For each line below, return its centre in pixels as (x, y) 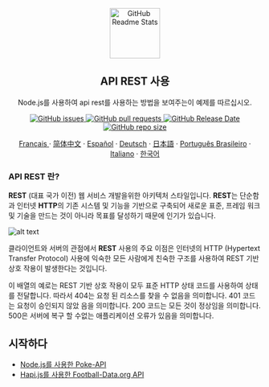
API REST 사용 (135, 82)
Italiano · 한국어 (135, 154)
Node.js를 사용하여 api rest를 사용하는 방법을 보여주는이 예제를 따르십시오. (135, 102)
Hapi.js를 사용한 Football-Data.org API (82, 374)
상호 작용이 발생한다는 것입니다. (58, 269)
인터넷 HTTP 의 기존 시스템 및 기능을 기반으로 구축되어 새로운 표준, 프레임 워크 (139, 206)
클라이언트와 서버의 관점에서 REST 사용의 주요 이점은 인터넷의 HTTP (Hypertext (134, 249)
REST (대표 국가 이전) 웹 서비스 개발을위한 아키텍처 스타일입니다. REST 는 (123, 196)
